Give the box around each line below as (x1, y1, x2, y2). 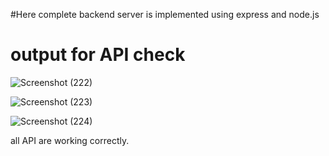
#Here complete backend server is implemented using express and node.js (10, 9, 320, 20)
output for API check (10, 44, 186, 66)
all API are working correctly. (10, 134, 130, 146)
